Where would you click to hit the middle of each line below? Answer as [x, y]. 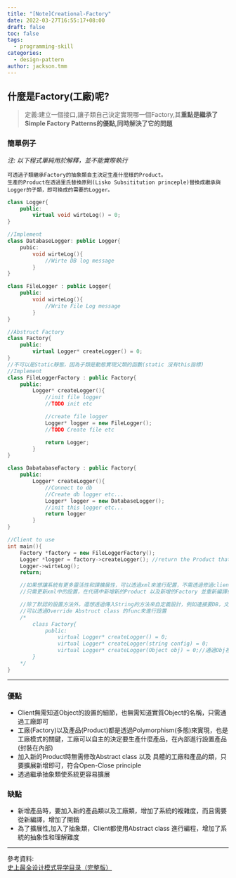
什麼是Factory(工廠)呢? [58, 97]
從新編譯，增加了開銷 [48, 820]
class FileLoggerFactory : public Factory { [72, 377]
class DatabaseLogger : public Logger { [64, 241]
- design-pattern [39, 60]
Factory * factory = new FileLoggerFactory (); [88, 553]
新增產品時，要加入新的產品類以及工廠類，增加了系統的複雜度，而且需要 [122, 811]
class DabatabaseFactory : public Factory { [72, 468]
